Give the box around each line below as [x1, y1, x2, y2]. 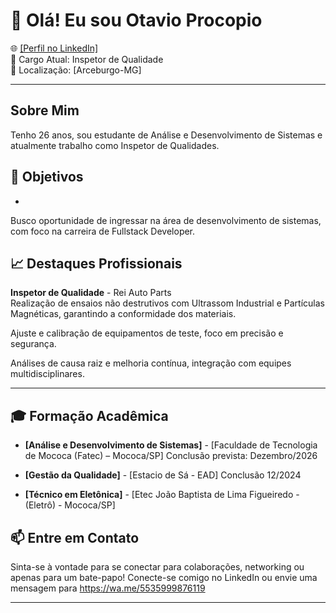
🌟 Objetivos [10, 169, 84, 186]
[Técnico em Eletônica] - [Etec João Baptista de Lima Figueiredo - [24, 489, 300, 501]
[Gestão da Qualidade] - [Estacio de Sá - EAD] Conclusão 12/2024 [24, 469, 302, 481]
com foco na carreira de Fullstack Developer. [10, 225, 196, 237]
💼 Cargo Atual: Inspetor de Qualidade [10, 53, 164, 65]
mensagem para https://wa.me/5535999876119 [10, 582, 206, 594]
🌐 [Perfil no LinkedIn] [10, 42, 99, 54]
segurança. [10, 338, 57, 350]
